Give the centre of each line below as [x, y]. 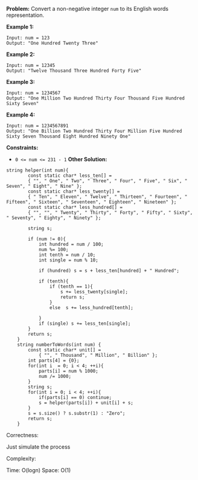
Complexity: [21, 459]
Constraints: [22, 148]
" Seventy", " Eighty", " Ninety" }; [54, 218]
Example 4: [21, 115]
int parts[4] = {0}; [54, 360]
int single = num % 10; [68, 260]
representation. [25, 15]
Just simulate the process [38, 447]
